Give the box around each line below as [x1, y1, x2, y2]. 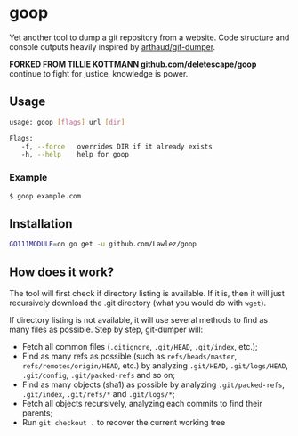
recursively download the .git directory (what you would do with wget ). [9, 297, 267, 308]
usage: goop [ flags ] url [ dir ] [9, 117, 125, 126]
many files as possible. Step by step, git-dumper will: [9, 324, 204, 335]
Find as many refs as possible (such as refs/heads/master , [21, 351, 238, 361]
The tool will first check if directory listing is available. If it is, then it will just [9, 287, 285, 298]
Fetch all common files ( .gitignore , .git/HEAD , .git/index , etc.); [21, 341, 258, 351]
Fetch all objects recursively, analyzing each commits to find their [21, 398, 262, 408]
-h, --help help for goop [20, 150, 129, 159]
